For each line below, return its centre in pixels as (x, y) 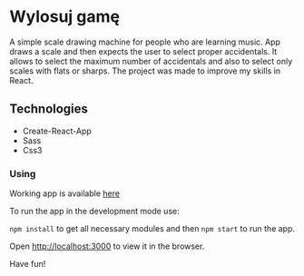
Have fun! (28, 264)
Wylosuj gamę (65, 17)
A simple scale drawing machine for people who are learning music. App (145, 42)
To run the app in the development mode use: (94, 212)
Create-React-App (57, 131)
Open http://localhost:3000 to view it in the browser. (107, 246)
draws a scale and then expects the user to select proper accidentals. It (143, 51)
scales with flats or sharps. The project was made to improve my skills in (145, 71)
